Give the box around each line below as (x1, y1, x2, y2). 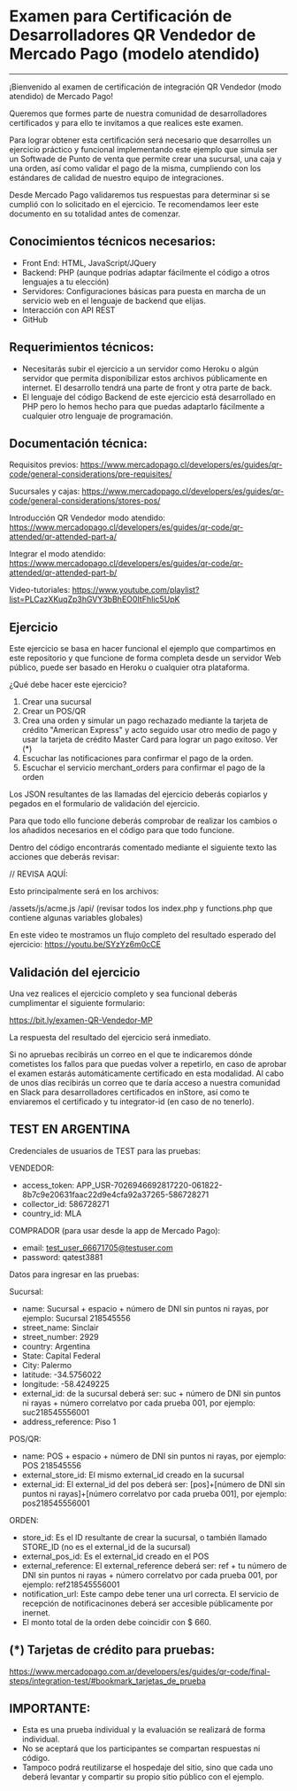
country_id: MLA (21, 1208, 82, 1219)
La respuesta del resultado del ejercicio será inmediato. (9, 1032, 211, 1042)
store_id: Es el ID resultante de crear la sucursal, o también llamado (21, 1531, 268, 1543)
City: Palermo (21, 1359, 72, 1370)
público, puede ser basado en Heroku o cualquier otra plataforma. (9, 662, 250, 673)
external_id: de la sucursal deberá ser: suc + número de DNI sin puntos (21, 1388, 281, 1398)
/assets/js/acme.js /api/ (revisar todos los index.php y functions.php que (9, 903, 273, 914)
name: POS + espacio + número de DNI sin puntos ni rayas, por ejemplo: (21, 1451, 286, 1461)
